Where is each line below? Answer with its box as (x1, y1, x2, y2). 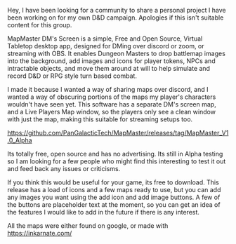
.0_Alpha (7, 136, 33, 144)
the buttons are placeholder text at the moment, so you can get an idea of (7, 201, 221, 209)
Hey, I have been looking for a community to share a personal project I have (7, 6, 226, 14)
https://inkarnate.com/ (7, 229, 72, 237)
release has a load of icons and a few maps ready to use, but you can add (7, 186, 221, 194)
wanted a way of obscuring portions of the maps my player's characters (7, 93, 216, 101)
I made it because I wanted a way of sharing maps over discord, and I (7, 86, 209, 93)
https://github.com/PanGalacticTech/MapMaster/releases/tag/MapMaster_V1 (7, 129, 229, 137)
